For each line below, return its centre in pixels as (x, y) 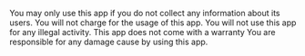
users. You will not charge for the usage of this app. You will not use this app (153, 23)
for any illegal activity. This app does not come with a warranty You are (142, 32)
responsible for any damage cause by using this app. (109, 42)
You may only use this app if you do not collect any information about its (145, 13)
